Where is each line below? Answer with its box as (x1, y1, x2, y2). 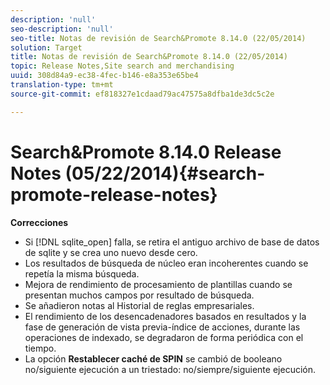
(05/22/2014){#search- (64, 162, 266, 185)
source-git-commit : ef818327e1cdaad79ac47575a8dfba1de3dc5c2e (10, 89, 275, 99)
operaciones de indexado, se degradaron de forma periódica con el (24, 331, 304, 343)
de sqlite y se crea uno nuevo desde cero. (24, 246, 198, 258)
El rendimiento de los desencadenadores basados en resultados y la (24, 310, 307, 322)
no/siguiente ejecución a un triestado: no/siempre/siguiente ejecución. (24, 363, 316, 375)
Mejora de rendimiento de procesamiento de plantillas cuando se (24, 278, 293, 290)
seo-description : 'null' (10, 24, 114, 34)
